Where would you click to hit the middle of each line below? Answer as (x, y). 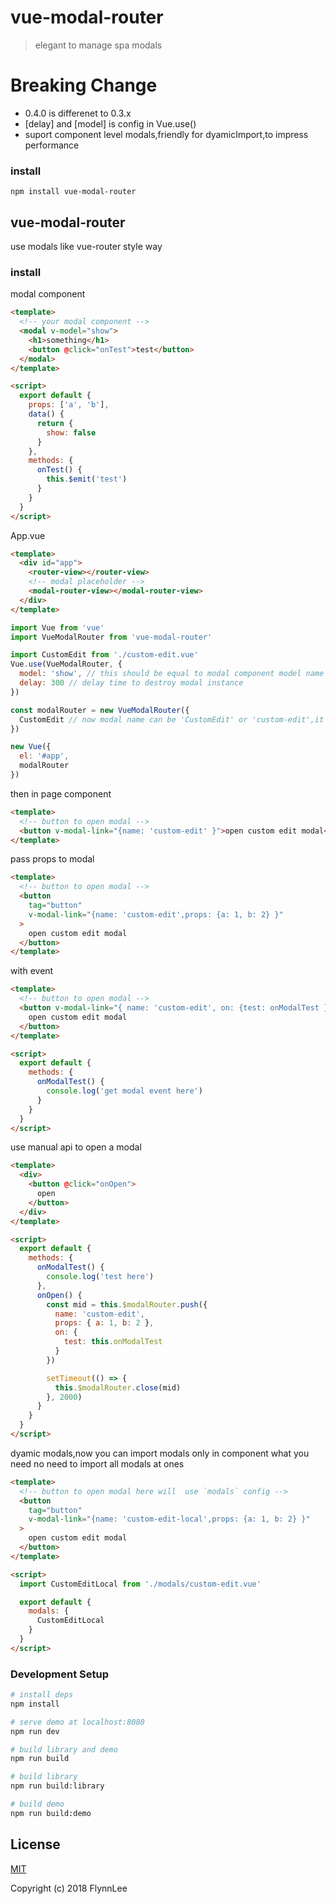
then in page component (61, 793)
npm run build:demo (51, 1813)
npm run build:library (57, 1786)
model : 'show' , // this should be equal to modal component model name (172, 674)
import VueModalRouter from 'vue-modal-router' (111, 637)
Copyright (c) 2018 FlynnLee (69, 1888)
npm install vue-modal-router (73, 192)
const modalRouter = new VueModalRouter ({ (100, 710)
